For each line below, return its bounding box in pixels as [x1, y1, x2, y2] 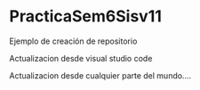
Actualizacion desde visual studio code [9, 53, 153, 63]
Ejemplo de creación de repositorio [9, 36, 138, 46]
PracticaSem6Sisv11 [9, 6, 163, 27]
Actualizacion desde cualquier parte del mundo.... [9, 70, 192, 81]
